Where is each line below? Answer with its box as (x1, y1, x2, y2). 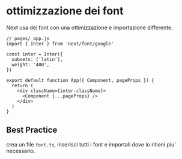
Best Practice (6, 125, 58, 135)
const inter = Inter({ (6, 51, 63, 57)
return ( (11, 82, 34, 88)
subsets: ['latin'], (11, 56, 63, 62)
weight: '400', (11, 62, 50, 68)
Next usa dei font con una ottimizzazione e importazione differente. (6, 24, 173, 31)
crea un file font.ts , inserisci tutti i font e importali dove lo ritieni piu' (6, 140, 176, 148)
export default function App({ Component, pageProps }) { (6, 77, 154, 83)
